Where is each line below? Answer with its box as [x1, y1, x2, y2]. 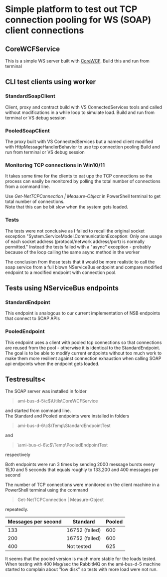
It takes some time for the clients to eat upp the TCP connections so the [5, 173, 153, 179]
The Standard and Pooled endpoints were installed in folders [5, 413, 130, 419]
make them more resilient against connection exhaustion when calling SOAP [5, 355, 162, 361]
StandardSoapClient [5, 92, 56, 99]
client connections [5, 25, 84, 36]
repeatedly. [5, 506, 28, 512]
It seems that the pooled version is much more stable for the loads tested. [5, 556, 157, 562]
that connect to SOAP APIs [5, 315, 60, 321]
